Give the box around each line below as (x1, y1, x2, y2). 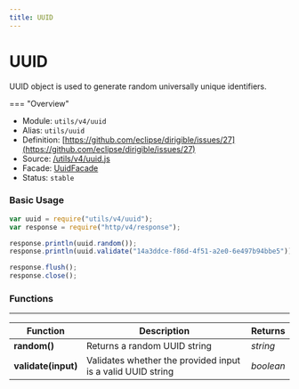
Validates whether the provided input (85, 354, 240, 367)
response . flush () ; (9, 263, 77, 272)
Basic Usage (9, 194, 65, 207)
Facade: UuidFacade (21, 162, 99, 174)
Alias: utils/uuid (21, 125, 85, 135)
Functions (9, 293, 53, 305)
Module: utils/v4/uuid (21, 115, 107, 126)
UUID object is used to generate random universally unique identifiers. (9, 81, 267, 92)
